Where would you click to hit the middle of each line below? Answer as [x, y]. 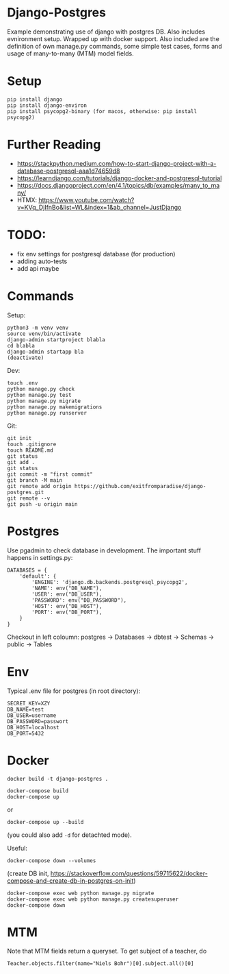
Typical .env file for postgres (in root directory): [74, 691]
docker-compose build [38, 791]
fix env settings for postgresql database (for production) [96, 254]
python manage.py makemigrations [55, 407]
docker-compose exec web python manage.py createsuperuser [93, 899]
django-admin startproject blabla [56, 340]
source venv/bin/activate [44, 334]
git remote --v [29, 498]
